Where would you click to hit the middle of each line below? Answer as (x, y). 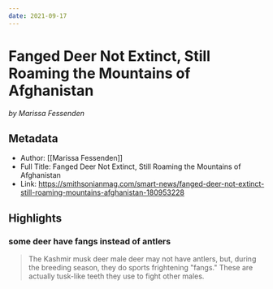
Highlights (35, 218)
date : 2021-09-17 (38, 16)
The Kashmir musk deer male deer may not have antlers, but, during (142, 259)
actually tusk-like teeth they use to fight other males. (116, 276)
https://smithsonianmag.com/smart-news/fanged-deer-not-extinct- (152, 184)
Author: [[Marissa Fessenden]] (71, 158)
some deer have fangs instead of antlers (90, 241)
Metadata (33, 138)
